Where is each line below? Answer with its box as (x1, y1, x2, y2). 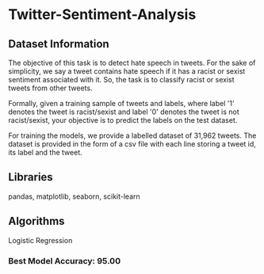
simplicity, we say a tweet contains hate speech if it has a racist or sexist (8, 67, 246, 76)
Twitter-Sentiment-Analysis (8, 6, 197, 24)
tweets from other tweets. (8, 83, 93, 93)
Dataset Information (8, 37, 109, 51)
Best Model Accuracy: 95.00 (8, 255, 121, 266)
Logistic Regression (8, 235, 73, 245)
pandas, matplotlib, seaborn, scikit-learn (8, 192, 140, 201)
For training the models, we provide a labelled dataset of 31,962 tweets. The (8, 131, 257, 140)
